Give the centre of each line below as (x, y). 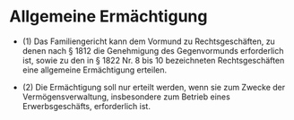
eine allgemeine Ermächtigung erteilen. (95, 70)
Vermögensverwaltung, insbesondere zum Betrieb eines (126, 97)
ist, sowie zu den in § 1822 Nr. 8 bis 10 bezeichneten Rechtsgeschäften (153, 60)
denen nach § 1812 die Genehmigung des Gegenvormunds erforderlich (153, 50)
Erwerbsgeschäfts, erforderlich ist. (86, 106)
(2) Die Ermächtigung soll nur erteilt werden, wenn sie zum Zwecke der (153, 87)
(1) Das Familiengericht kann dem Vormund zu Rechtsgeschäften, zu (148, 41)
